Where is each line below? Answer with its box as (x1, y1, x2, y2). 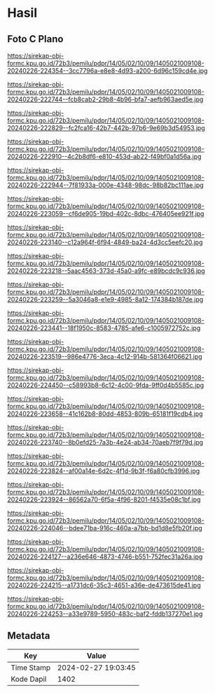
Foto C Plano (7, 33, 64, 45)
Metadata (7, 630, 50, 642)
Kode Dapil (11, 674, 47, 684)
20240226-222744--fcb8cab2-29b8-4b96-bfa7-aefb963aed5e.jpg (7, 95, 204, 103)
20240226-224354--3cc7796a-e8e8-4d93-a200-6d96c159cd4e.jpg (7, 67, 208, 75)
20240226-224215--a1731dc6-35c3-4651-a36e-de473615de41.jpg (7, 581, 201, 589)
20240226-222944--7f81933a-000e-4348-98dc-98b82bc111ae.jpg (7, 181, 204, 189)
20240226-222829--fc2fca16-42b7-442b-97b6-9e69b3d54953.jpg (7, 124, 205, 132)
